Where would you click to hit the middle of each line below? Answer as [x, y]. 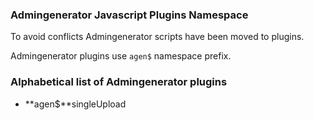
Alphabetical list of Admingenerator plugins [119, 82]
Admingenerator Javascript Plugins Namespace [129, 15]
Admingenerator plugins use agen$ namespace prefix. [121, 56]
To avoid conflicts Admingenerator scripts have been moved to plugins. [157, 37]
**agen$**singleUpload [75, 104]
